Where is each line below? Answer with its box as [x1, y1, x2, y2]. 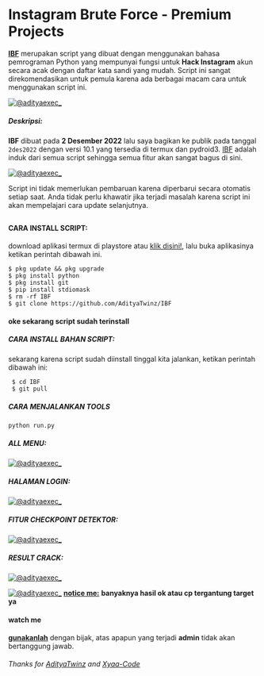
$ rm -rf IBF [8, 292, 52, 301]
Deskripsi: [8, 116, 44, 125]
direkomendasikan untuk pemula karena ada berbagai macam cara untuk [8, 74, 247, 83]
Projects [8, 22, 65, 40]
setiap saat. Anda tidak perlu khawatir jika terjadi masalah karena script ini [8, 192, 251, 202]
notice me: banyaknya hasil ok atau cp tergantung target [63, 589, 254, 598]
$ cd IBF [11, 378, 41, 386]
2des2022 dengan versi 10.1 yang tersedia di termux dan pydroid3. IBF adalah [8, 144, 257, 154]
